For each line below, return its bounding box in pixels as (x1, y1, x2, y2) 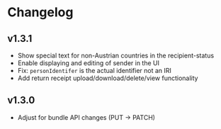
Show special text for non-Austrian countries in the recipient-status (17, 51, 215, 60)
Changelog (7, 4, 74, 21)
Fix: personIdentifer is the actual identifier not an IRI (17, 67, 172, 74)
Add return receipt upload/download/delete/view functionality (17, 74, 198, 82)
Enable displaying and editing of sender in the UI (17, 59, 159, 67)
